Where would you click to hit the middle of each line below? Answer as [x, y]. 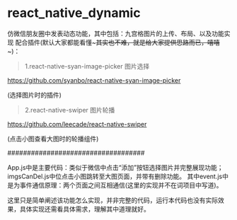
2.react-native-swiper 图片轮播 [70, 110]
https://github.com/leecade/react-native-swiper [77, 124]
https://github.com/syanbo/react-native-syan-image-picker [94, 80]
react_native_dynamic [74, 13]
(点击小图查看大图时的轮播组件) [53, 139]
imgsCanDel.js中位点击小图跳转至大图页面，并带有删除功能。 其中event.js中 [118, 176]
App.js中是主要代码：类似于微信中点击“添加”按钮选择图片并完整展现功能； [115, 167]
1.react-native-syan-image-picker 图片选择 [87, 66]
